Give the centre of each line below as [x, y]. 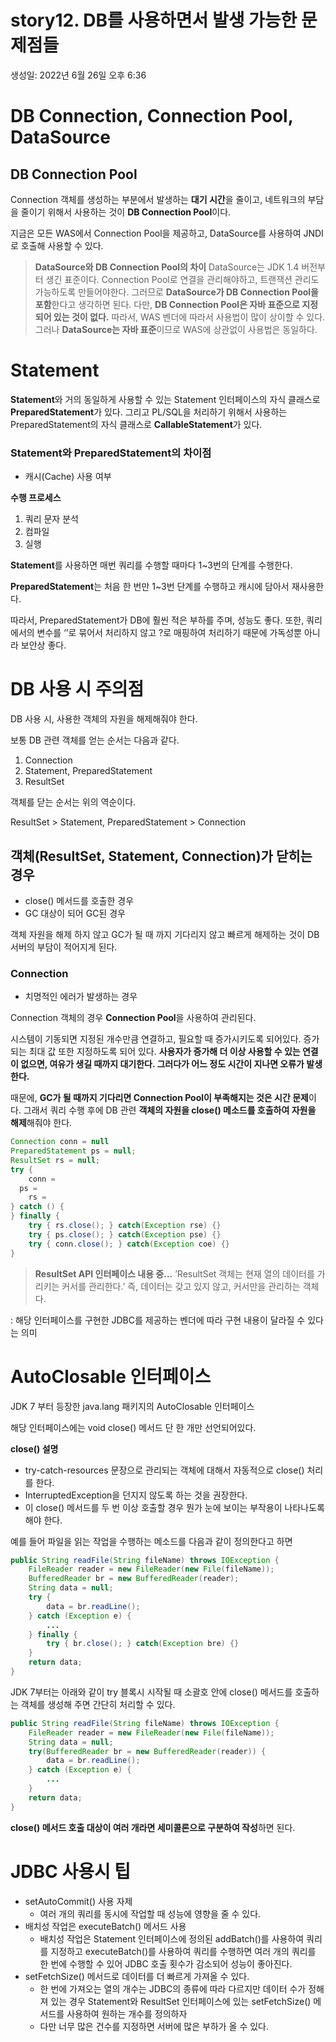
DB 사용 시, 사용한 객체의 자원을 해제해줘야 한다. [104, 719]
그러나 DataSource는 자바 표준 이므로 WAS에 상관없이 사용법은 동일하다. [176, 329]
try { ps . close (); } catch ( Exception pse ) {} [125, 1234]
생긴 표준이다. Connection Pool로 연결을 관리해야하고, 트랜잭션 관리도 [182, 279]
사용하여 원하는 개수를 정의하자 [127, 2013]
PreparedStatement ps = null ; [73, 1151]
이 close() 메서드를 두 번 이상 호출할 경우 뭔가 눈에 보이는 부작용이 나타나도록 [174, 1507]
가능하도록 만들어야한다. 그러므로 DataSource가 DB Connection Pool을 [176, 292]
